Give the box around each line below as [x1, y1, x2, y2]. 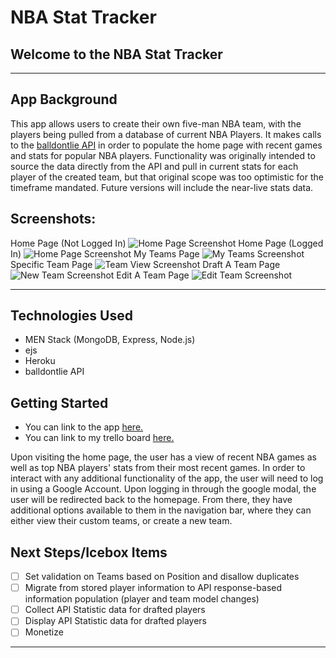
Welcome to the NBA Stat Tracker [10, 46, 223, 63]
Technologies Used [10, 307, 133, 325]
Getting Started [10, 394, 109, 411]
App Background [10, 91, 118, 108]
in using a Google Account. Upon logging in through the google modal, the [10, 483, 317, 495]
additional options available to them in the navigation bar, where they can [10, 504, 312, 516]
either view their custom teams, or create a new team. [10, 515, 233, 527]
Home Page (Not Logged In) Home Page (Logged [10, 237, 324, 249]
